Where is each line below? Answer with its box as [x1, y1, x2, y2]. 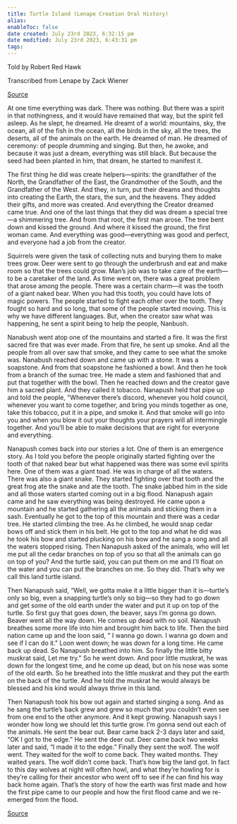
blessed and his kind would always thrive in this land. [7, 684, 162, 692]
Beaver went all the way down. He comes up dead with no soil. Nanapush [7, 617, 221, 624]
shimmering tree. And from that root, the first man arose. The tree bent [18, 215, 224, 224]
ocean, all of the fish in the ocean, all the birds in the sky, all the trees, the [7, 127, 221, 135]
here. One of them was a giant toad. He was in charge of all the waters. [7, 467, 214, 475]
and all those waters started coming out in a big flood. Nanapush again [7, 490, 213, 498]
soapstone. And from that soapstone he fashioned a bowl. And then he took [7, 363, 228, 372]
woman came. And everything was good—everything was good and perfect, [7, 231, 229, 239]
